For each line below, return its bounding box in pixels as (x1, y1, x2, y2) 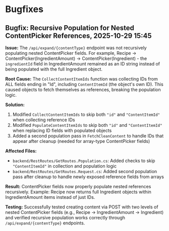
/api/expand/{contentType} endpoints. (5, 220, 85, 226)
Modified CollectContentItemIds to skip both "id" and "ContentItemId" (12, 112, 160, 117)
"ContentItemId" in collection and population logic (12, 163, 117, 169)
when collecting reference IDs (12, 117, 75, 123)
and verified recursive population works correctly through (5, 215, 125, 220)
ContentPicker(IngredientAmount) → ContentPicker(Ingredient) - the (5, 55, 147, 61)
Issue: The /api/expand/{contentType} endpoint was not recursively (5, 45, 147, 51)
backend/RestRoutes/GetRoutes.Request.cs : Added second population (12, 169, 157, 174)
